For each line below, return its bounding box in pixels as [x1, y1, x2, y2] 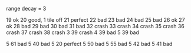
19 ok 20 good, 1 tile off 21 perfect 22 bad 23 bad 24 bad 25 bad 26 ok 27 [6, 16, 185, 23]
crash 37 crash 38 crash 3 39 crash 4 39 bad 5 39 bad [6, 29, 140, 36]
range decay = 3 [6, 5, 47, 12]
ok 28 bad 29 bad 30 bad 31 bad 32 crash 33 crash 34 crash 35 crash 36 [6, 23, 185, 29]
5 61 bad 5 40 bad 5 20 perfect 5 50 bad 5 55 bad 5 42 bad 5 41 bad [6, 41, 173, 47]
